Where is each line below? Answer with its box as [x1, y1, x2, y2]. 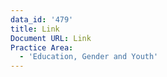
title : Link [10, 24, 60, 34]
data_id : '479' [10, 14, 74, 25]
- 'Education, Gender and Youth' [19, 52, 159, 62]
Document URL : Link [10, 33, 92, 43]
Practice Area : [10, 42, 74, 53]
